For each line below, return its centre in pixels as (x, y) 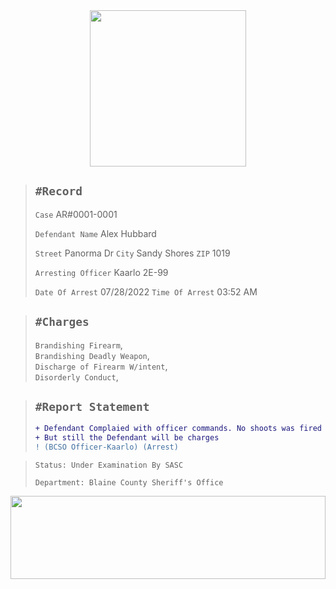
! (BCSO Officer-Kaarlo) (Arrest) (106, 447)
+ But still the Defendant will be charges (127, 438)
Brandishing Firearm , (78, 345)
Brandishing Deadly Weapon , (92, 355)
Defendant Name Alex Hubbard (95, 233)
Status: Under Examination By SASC (109, 465)
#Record (58, 191)
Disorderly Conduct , (76, 376)
